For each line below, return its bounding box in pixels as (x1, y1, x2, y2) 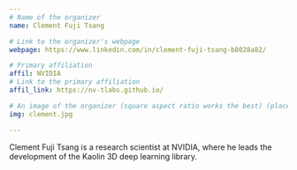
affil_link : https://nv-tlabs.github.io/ (9, 85, 164, 94)
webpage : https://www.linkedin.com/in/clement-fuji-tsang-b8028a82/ (9, 45, 267, 54)
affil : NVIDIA (9, 70, 62, 78)
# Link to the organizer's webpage (9, 37, 141, 46)
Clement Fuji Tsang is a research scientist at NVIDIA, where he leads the (9, 142, 272, 152)
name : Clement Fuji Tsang (9, 21, 104, 30)
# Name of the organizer (9, 12, 101, 22)
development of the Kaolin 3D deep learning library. (9, 151, 197, 161)
